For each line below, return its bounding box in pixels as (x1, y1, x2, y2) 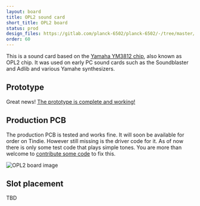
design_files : (6, 31, 42, 37)
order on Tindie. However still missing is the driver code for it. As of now (6, 137, 183, 144)
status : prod (6, 25, 39, 31)
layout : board (6, 8, 42, 15)
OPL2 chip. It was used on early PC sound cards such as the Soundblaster (6, 59, 189, 66)
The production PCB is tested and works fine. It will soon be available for (6, 131, 185, 138)
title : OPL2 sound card (6, 14, 65, 20)
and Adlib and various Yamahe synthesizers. (6, 65, 115, 72)
